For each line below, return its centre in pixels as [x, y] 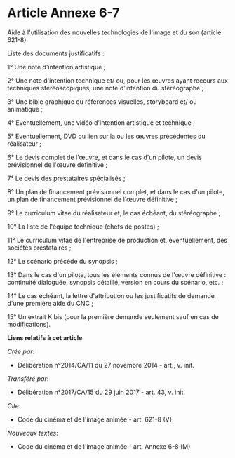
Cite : [14, 405]
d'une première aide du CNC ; [51, 303]
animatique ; [25, 109]
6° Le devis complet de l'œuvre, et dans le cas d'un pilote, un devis [105, 157]
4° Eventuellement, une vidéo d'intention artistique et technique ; [101, 122]
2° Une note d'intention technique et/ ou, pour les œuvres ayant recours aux [117, 80]
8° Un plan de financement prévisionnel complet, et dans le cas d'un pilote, [116, 191]
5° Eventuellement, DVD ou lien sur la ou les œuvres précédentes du [106, 136]
